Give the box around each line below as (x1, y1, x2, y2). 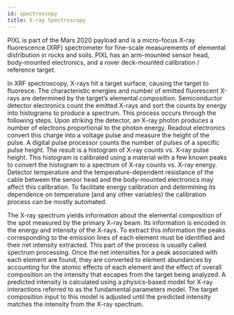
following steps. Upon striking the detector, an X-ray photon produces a (7, 116, 214, 124)
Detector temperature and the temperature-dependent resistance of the (7, 168, 214, 176)
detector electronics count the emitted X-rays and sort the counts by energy (7, 101, 227, 109)
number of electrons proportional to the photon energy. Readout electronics (7, 123, 226, 132)
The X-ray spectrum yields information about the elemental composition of (7, 210, 222, 220)
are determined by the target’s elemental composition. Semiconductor (21, 93, 223, 102)
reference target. (7, 66, 56, 74)
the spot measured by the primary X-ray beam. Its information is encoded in (7, 218, 226, 226)
